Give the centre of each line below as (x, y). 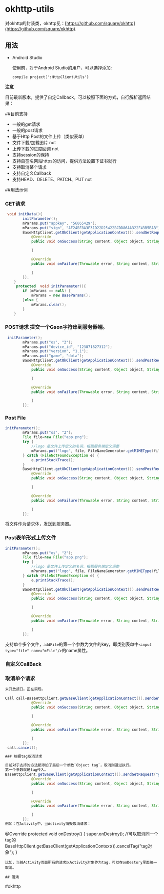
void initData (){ (25, 214)
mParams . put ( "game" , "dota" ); (53, 356)
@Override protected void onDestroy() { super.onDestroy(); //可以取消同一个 (82, 834)
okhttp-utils (30, 9)
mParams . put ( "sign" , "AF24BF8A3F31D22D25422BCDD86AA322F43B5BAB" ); (92, 228)
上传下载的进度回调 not (35, 149)
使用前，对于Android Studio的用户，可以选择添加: (62, 68)
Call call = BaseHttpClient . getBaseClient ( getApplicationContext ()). (75, 698)
